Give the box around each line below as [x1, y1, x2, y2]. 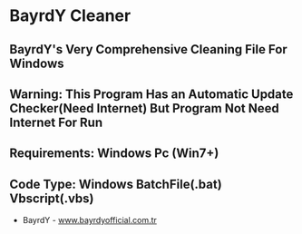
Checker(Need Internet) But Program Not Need [9, 101, 279, 116]
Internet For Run [9, 114, 102, 130]
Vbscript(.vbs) [9, 190, 94, 206]
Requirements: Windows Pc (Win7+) [9, 146, 219, 161]
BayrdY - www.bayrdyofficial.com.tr [22, 215, 157, 226]
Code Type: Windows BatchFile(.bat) [9, 176, 222, 191]
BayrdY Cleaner [9, 5, 132, 26]
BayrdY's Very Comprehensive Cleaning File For [9, 42, 287, 57]
